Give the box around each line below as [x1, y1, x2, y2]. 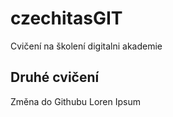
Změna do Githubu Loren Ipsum [10, 95, 141, 107]
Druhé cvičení [10, 69, 100, 86]
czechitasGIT [10, 7, 123, 30]
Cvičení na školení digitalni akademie [10, 40, 163, 52]
